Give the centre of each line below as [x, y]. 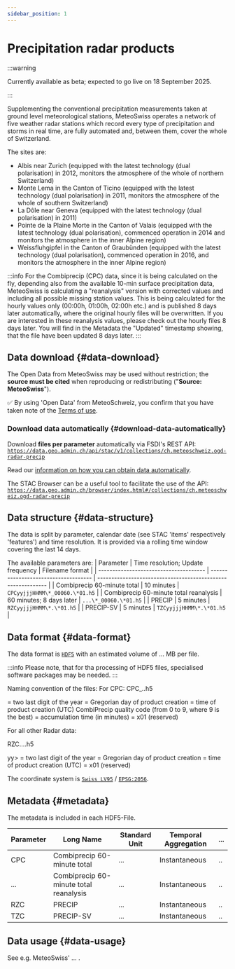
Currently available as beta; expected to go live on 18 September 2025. [109, 81]
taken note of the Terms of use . [52, 411]
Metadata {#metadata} [58, 800]
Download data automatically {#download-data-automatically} [116, 429]
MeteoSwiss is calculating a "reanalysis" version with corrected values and [115, 291]
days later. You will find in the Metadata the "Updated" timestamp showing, [115, 328]
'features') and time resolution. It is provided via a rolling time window [108, 542]
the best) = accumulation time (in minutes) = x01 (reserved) [93, 717]
